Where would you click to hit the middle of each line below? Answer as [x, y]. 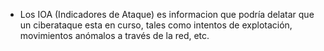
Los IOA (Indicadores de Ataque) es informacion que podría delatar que [167, 14]
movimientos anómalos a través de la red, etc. [114, 35]
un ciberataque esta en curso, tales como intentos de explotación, [156, 25]
